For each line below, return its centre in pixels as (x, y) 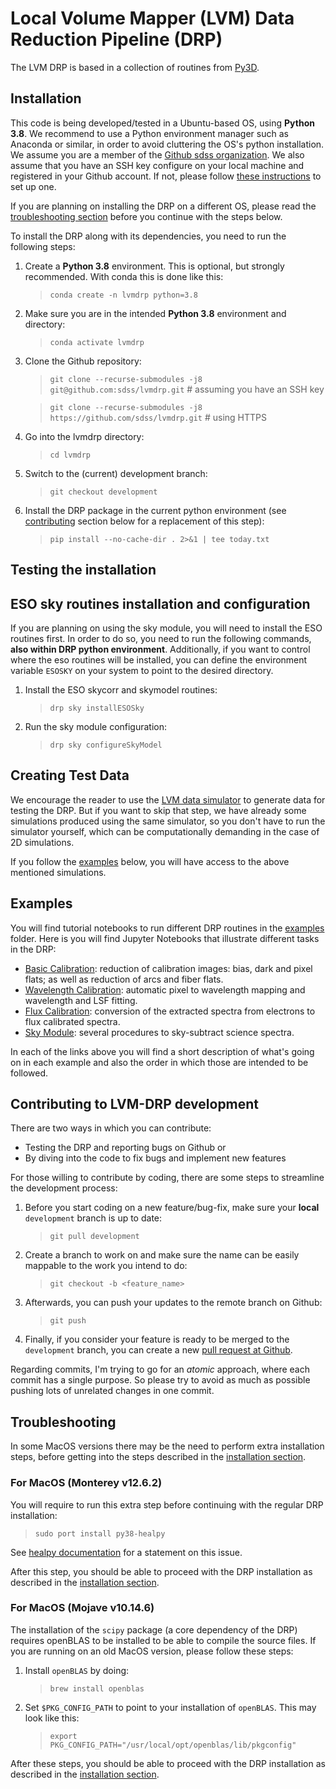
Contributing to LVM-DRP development (135, 1103)
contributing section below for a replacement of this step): (144, 521)
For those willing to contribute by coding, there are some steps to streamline (167, 1178)
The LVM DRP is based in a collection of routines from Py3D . (135, 67)
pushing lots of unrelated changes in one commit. (112, 1391)
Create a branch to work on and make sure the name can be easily (162, 1255)
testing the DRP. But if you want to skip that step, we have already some (158, 810)
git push (68, 1321)
